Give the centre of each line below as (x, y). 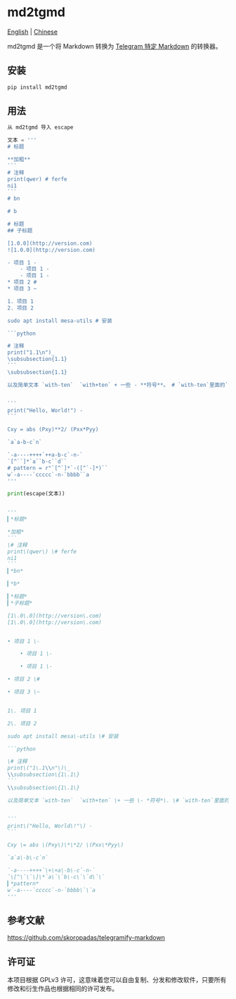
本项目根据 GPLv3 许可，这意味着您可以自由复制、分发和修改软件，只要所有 (117, 980)
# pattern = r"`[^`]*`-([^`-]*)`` (58, 468)
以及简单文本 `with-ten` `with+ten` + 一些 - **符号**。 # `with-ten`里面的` (118, 385)
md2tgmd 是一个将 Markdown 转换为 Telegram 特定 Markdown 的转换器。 (115, 46)
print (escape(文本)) (36, 494)
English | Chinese (33, 32)
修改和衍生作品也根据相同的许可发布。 (63, 988)
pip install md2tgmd (38, 87)
